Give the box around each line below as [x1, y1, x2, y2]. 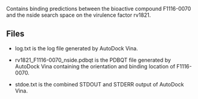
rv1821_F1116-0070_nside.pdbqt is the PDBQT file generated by [14, 56, 171, 64]
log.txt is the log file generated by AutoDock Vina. [14, 44, 138, 52]
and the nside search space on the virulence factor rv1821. [6, 11, 151, 19]
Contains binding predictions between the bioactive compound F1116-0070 [6, 5, 191, 12]
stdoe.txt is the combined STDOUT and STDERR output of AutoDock [14, 80, 184, 88]
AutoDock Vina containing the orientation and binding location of [14, 62, 176, 70]
